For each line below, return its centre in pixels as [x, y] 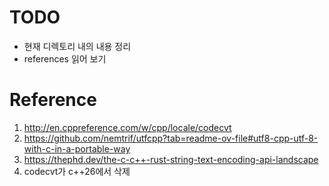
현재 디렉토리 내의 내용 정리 [77, 46]
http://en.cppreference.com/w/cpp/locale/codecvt [127, 127]
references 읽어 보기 [65, 58]
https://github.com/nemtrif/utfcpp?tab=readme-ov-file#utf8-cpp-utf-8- [171, 138]
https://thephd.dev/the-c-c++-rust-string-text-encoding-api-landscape [171, 159]
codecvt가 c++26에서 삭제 [77, 171]
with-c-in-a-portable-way [77, 148]
